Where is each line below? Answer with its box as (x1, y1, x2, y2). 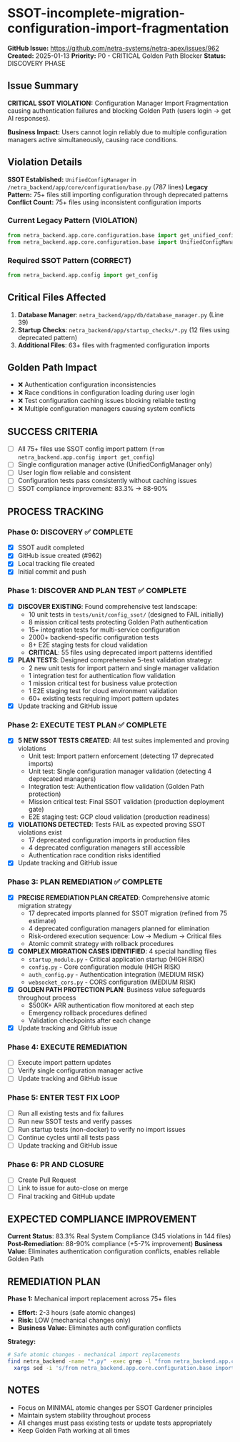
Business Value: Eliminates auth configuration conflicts (17, 1323, 181, 1332)
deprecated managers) (28, 775, 96, 783)
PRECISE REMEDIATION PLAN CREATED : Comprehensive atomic (17, 893, 211, 902)
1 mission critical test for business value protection (28, 679, 178, 687)
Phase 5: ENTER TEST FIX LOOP (7, 1093, 120, 1103)
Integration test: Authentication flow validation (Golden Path (28, 782, 205, 791)
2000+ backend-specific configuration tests (28, 632, 159, 641)
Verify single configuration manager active (17, 1066, 144, 1075)
